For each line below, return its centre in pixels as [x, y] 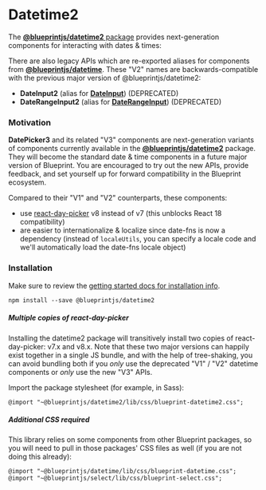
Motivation [30, 122]
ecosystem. [27, 182]
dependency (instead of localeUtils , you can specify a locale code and [138, 239]
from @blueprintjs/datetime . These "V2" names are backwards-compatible [133, 69]
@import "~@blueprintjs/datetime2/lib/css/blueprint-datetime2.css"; [126, 402]
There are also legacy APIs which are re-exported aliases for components [129, 61]
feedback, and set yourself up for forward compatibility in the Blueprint [125, 174]
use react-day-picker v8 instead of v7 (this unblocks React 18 [121, 213]
